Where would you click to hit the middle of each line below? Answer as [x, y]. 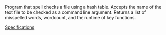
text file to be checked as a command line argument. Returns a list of [76, 12]
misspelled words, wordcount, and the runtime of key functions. [71, 17]
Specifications [20, 27]
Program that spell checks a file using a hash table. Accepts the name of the [83, 7]
